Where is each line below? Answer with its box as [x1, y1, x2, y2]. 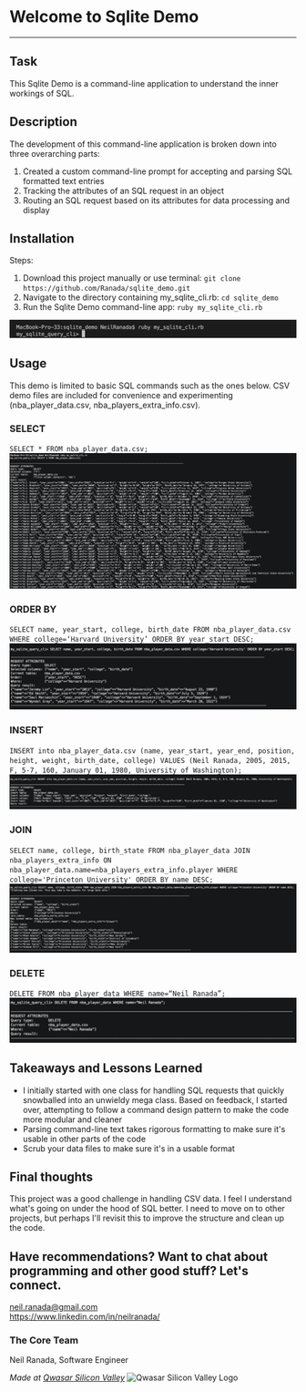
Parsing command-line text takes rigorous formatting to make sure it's [22, 1123, 286, 1134]
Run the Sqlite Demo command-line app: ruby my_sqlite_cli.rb [22, 302, 263, 313]
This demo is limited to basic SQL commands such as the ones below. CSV [9, 380, 290, 391]
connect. [9, 1277, 62, 1293]
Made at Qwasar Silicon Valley [9, 1372, 126, 1383]
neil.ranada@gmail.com [9, 1302, 98, 1313]
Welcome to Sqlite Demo [9, 6, 199, 27]
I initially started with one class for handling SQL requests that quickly [22, 1085, 285, 1096]
